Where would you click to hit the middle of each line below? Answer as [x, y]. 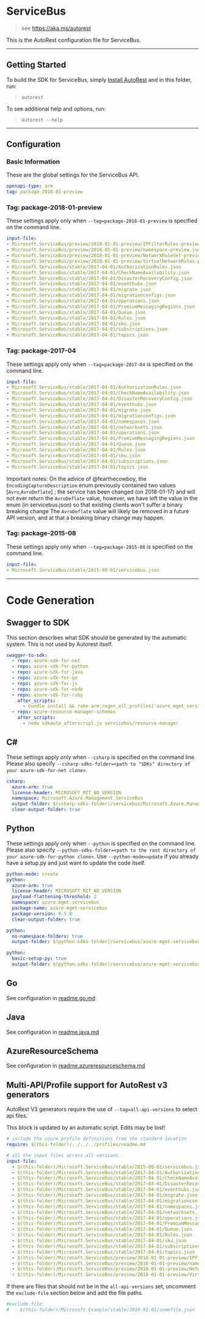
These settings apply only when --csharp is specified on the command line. [101, 757]
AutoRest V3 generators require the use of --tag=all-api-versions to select [102, 1109]
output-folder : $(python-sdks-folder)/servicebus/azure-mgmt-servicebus [106, 964]
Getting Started [36, 65]
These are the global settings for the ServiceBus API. [73, 175]
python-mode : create [33, 874]
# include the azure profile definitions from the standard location [97, 1139]
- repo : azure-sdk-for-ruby [48, 695]
